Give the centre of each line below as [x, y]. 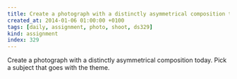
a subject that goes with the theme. [59, 68]
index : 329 [23, 40]
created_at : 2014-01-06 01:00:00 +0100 [66, 20]
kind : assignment [33, 34]
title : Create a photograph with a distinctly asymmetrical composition [116, 14]
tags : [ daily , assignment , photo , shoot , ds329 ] [80, 27]
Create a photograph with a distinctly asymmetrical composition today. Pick [117, 60]
